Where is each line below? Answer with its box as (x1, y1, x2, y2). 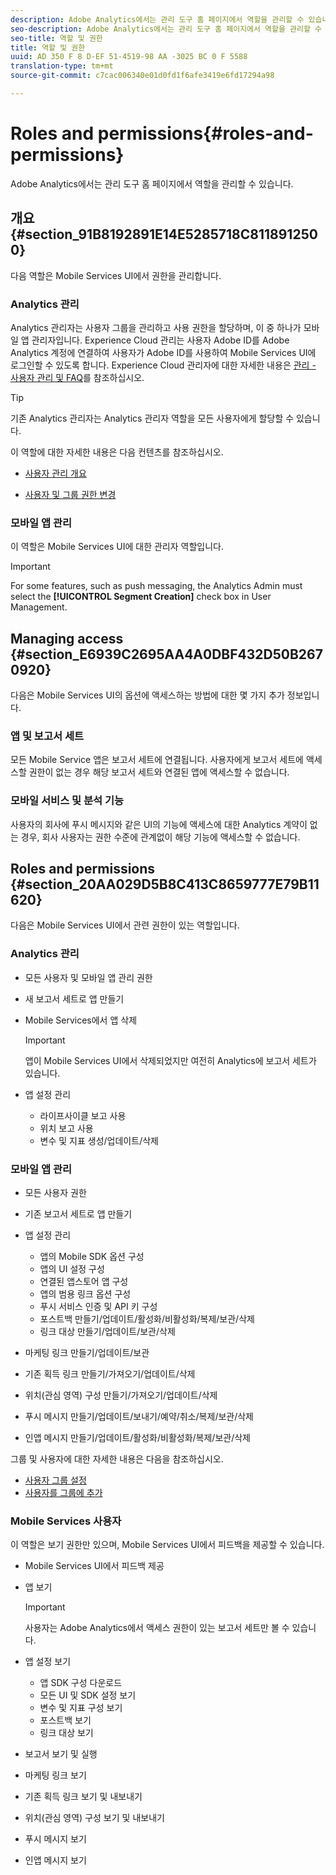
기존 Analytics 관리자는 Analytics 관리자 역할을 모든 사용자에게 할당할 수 (10, 412, 295, 424)
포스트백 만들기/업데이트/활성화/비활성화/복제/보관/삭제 (39, 1313, 255, 1325)
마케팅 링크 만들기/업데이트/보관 (24, 1347, 150, 1359)
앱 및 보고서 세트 (10, 729, 84, 743)
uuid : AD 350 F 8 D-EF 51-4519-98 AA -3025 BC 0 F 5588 (10, 52, 248, 62)
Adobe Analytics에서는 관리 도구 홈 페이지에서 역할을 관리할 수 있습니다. (10, 177, 294, 190)
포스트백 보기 (39, 1714, 92, 1726)
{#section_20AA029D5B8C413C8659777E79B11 (10, 876, 320, 893)
